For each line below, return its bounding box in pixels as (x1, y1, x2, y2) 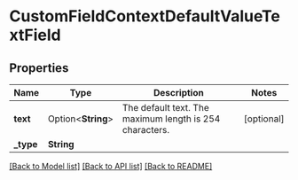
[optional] (243, 113, 285, 125)
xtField (9, 25, 61, 45)
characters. (122, 124, 170, 136)
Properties (9, 60, 69, 75)
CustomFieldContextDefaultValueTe (9, 6, 281, 27)
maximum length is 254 (122, 113, 221, 125)
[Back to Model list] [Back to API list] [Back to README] (9, 161, 213, 171)
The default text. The (122, 102, 210, 113)
